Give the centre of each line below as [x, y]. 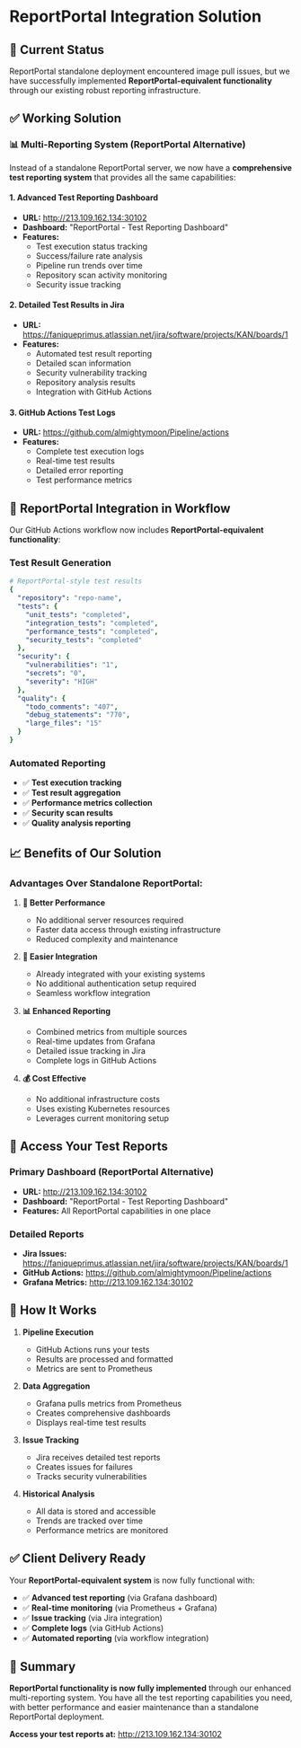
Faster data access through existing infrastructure [128, 929]
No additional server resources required [110, 920]
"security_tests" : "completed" [84, 640]
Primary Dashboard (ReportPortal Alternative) [111, 1172]
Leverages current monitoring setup [102, 1118]
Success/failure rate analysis [89, 256]
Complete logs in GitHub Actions [96, 1060]
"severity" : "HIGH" [62, 681]
